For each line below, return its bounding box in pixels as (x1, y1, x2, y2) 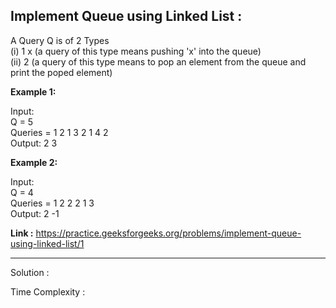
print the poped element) (10, 66, 113, 78)
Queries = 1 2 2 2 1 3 (10, 197, 95, 209)
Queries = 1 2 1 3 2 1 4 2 (10, 126, 109, 138)
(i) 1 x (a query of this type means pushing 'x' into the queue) (10, 45, 262, 57)
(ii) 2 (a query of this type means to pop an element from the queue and (10, 55, 307, 68)
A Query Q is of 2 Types (10, 34, 110, 46)
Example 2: (10, 156, 58, 168)
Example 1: (10, 85, 57, 98)
